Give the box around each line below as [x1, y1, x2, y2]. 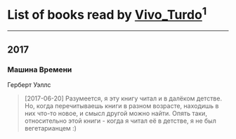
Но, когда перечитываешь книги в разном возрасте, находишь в [24, 101, 219, 110]
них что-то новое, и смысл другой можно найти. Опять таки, [24, 109, 207, 117]
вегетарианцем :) [24, 124, 77, 132]
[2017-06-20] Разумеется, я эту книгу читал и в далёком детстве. [24, 94, 223, 102]
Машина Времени [7, 65, 72, 74]
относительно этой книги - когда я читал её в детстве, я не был [24, 117, 216, 125]
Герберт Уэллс [7, 80, 51, 88]
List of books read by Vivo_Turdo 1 [7, 4, 207, 23]
